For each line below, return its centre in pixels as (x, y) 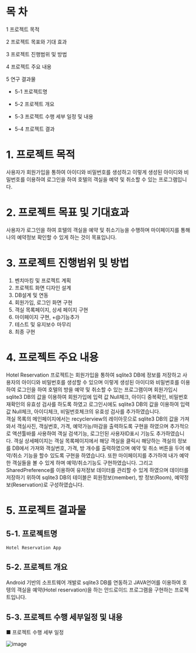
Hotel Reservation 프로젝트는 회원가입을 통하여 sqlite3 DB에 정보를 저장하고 (94, 375)
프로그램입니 (173, 179)
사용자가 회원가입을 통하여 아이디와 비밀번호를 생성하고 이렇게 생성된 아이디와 (94, 172)
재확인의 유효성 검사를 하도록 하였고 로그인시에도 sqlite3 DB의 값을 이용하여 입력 (98, 404)
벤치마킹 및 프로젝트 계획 (43, 280)
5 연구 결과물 (21, 79)
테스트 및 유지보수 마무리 (43, 324)
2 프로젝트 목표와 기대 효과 (37, 42)
